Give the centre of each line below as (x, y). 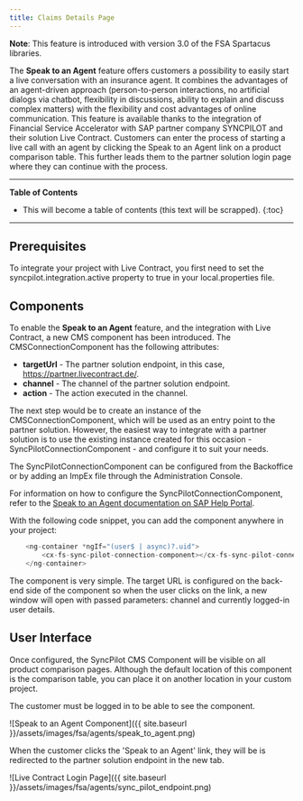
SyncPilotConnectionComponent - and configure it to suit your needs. (139, 449)
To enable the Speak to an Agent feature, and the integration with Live (140, 328)
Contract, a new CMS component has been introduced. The (120, 337)
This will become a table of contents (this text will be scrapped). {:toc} (153, 209)
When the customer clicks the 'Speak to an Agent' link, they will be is (138, 750)
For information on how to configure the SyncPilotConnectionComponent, (146, 493)
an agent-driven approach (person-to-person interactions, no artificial (140, 89)
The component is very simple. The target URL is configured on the (134, 580)
